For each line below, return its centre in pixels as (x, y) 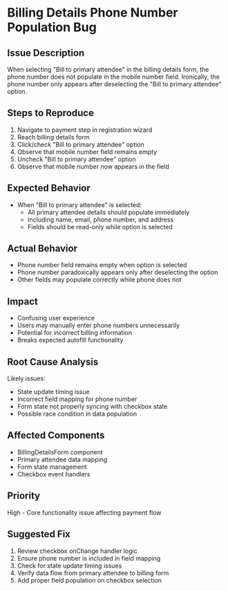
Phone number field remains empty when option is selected (102, 265)
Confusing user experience (56, 318)
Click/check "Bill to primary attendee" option (81, 144)
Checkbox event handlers (54, 474)
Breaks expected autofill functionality (70, 340)
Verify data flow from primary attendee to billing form (93, 573)
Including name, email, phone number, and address (101, 220)
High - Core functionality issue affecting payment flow (84, 512)
